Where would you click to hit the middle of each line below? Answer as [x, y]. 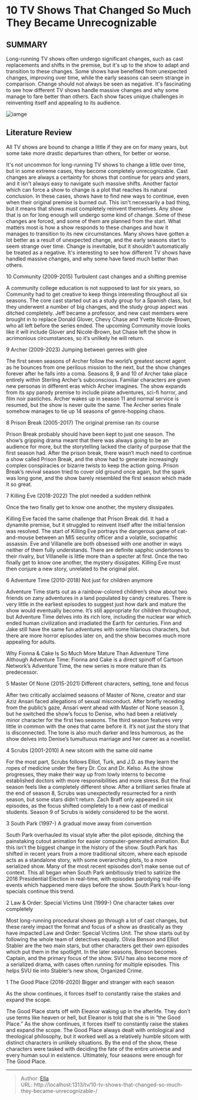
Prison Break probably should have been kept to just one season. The [90, 434]
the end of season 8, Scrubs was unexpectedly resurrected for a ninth [91, 793]
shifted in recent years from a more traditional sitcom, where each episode [97, 853]
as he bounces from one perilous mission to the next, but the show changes [98, 367]
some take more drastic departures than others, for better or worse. [88, 153]
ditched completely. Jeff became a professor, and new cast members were [97, 313]
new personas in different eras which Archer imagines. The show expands [96, 386]
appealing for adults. [31, 642]
